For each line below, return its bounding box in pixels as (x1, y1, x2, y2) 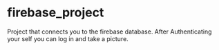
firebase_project (7, 5, 104, 21)
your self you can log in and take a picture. (7, 34, 129, 42)
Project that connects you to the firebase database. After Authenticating (7, 27, 212, 36)
